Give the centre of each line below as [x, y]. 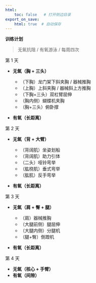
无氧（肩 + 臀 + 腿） [33, 207]
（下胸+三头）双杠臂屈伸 [46, 94]
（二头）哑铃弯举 [38, 162]
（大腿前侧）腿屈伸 [40, 224]
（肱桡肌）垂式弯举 [40, 169]
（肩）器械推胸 [36, 218]
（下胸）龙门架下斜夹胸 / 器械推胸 [55, 82]
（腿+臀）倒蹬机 [37, 237]
